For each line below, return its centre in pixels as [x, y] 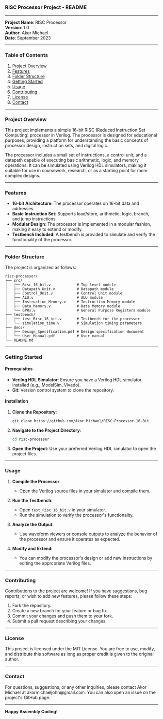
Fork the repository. [32, 605]
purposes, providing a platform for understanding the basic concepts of [77, 140]
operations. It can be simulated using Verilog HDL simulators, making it [76, 165]
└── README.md [19, 340]
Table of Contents [27, 55]
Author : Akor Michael [27, 33]
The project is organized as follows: [41, 268]
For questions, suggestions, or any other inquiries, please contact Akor [76, 687]
